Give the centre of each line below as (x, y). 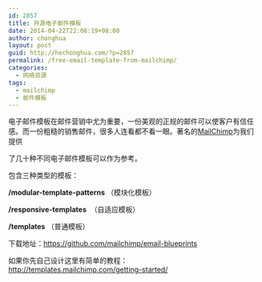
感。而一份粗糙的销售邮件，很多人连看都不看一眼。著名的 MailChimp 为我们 (131, 131)
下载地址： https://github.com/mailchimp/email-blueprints (103, 244)
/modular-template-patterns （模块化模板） (82, 192)
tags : (17, 83)
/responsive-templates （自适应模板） (74, 210)
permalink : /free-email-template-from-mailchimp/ (93, 61)
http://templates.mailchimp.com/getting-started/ (88, 270)
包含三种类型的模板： (43, 175)
